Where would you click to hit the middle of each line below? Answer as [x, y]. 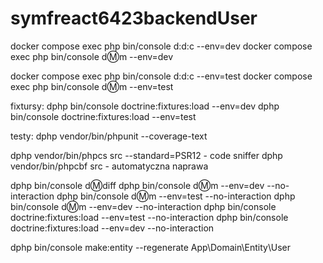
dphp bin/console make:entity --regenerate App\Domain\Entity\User [150, 247]
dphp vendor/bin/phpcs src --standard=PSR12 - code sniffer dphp [146, 155]
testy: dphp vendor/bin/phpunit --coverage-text [109, 136]
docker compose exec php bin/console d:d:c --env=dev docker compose [161, 46]
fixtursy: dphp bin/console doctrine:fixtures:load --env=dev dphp [145, 106]
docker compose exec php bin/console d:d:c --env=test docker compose [161, 76]
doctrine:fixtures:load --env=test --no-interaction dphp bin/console [149, 217]
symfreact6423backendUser [134, 18]
